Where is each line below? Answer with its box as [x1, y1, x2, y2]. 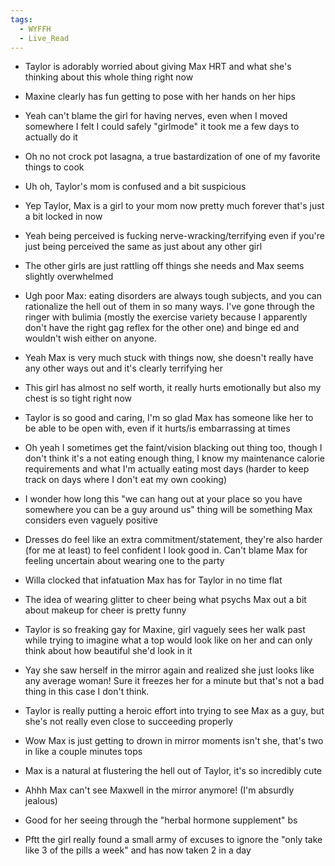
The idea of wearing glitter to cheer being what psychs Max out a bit [24, 594, 307, 606]
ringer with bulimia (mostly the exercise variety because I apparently [24, 311, 308, 323]
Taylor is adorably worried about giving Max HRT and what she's [24, 61, 292, 73]
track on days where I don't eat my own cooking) [24, 474, 228, 486]
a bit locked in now [24, 211, 103, 223]
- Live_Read [19, 33, 70, 43]
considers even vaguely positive [24, 514, 158, 526]
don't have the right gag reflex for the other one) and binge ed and [24, 322, 300, 334]
